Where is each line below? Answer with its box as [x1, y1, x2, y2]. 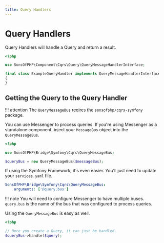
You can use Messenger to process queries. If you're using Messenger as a [5, 121, 157, 127]
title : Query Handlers [5, 7, 51, 12]
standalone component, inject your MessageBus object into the [5, 126, 128, 132]
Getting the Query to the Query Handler [5, 94, 128, 102]
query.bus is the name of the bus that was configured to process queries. [5, 201, 152, 207]
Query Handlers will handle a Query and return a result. [5, 44, 116, 50]
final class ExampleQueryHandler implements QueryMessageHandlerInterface [5, 71, 161, 76]
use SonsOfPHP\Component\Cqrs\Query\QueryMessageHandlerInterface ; [5, 62, 145, 67]
